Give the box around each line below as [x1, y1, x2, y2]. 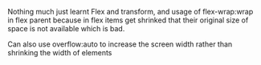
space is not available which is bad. [7, 24, 125, 33]
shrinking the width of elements [7, 48, 112, 57]
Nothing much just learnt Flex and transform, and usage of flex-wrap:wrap [7, 7, 254, 16]
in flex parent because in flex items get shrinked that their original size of [7, 15, 249, 25]
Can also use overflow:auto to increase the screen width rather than [7, 39, 233, 49]
